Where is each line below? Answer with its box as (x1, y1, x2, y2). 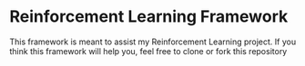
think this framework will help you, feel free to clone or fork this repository (9, 45, 288, 56)
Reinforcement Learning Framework (9, 6, 289, 27)
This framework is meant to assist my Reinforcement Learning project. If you (9, 36, 297, 47)
